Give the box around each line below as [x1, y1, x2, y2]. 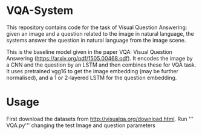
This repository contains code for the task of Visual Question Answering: [6, 24, 187, 31]
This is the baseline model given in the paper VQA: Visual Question [6, 48, 172, 55]
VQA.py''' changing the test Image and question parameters [6, 122, 156, 129]
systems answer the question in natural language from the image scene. [6, 36, 186, 44]
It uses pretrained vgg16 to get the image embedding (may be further [6, 67, 178, 74]
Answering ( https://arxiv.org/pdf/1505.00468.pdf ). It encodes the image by [6, 54, 193, 62]
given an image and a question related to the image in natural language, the [6, 30, 195, 37]
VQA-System [6, 4, 74, 18]
